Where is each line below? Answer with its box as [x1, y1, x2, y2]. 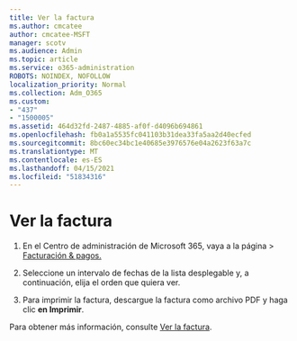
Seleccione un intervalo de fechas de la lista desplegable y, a [22, 267, 249, 279]
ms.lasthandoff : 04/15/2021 [9, 164, 115, 173]
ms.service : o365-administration [9, 64, 135, 73]
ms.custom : [9, 96, 50, 106]
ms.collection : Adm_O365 [9, 88, 103, 97]
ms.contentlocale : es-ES [9, 155, 103, 165]
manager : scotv [9, 38, 67, 48]
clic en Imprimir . [22, 304, 85, 315]
